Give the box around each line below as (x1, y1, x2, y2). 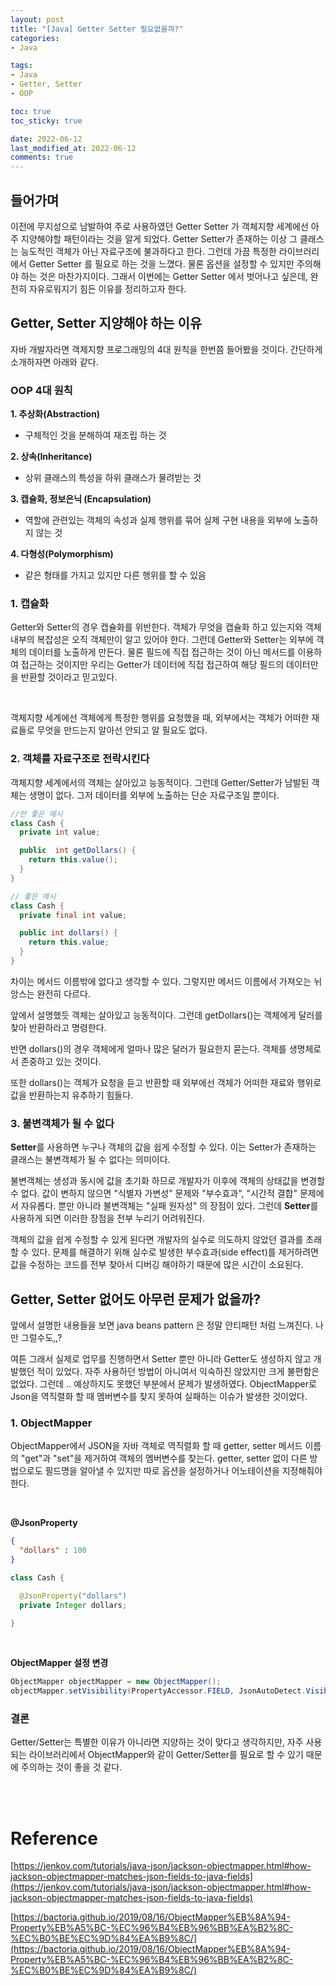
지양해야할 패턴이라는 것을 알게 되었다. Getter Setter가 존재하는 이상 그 (20, 232, 298, 245)
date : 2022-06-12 (10, 134, 83, 144)
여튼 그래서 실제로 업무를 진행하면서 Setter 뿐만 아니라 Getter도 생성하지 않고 (10, 1353, 312, 1365)
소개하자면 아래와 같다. (10, 356, 99, 368)
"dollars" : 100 (19, 1546, 87, 1556)
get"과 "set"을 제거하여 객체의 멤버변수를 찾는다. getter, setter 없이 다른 (24, 1452, 308, 1465)
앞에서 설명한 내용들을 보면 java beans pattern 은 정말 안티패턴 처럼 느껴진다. (10, 1319, 313, 1331)
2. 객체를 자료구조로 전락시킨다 (10, 752, 150, 766)
